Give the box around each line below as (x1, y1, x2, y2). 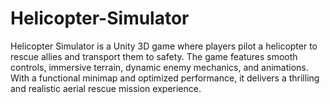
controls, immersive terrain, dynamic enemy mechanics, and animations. (10, 61, 309, 73)
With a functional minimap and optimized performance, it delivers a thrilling (10, 72, 320, 84)
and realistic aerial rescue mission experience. (10, 82, 202, 94)
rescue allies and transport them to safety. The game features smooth (10, 50, 298, 62)
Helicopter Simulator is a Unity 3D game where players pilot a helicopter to (10, 40, 318, 52)
